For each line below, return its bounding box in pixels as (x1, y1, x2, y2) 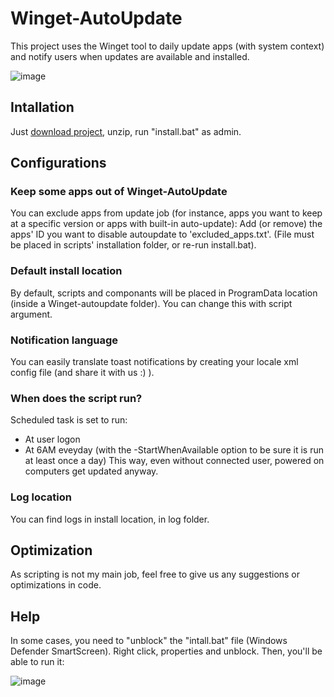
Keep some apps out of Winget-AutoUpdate (10, 185, 228, 199)
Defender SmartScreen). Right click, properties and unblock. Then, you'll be (10, 645, 323, 657)
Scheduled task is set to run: (10, 414, 128, 426)
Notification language (10, 333, 119, 347)
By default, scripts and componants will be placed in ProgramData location (10, 287, 318, 299)
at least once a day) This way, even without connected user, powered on (24, 455, 325, 467)
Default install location (10, 264, 123, 278)
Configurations (10, 155, 107, 172)
